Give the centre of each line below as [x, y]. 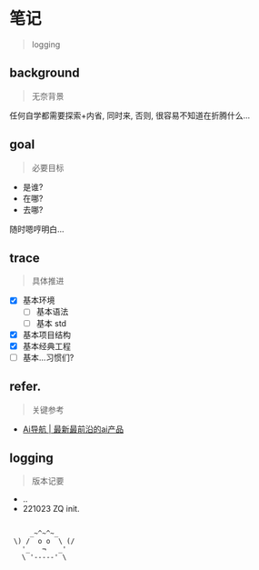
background [45, 73]
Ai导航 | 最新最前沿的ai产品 [73, 429]
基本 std [51, 323]
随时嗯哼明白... [37, 229]
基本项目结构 [46, 335]
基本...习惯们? [48, 357]
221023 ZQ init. [51, 509]
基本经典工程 [46, 345]
